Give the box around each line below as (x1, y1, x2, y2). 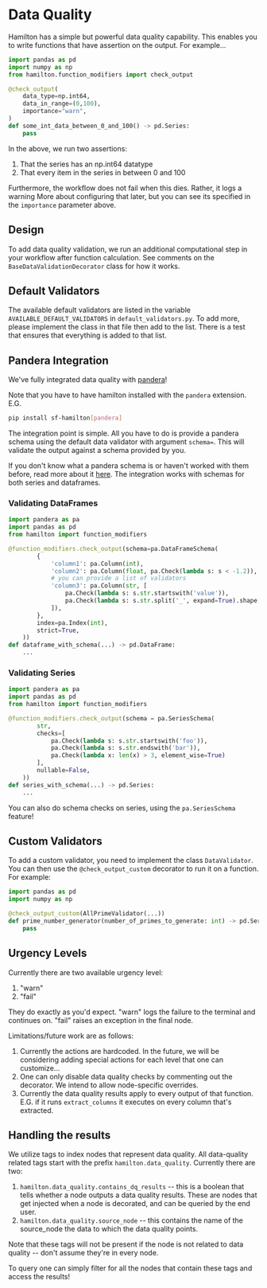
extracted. (19, 1105, 54, 1115)
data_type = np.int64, (22, 92, 91, 100)
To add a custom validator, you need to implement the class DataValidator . (8, 856, 253, 865)
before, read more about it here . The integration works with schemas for (8, 470, 245, 478)
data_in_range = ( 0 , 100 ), (22, 100, 102, 108)
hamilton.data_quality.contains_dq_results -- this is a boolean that (19, 1182, 245, 1192)
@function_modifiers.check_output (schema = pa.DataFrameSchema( (8, 544, 219, 552)
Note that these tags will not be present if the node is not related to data (8, 1239, 244, 1249)
